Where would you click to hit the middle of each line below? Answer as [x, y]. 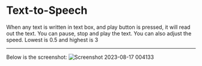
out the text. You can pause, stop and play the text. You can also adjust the [99, 33]
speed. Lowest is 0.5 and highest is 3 [52, 40]
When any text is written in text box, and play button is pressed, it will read [98, 27]
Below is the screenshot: [37, 57]
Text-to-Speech [47, 10]
